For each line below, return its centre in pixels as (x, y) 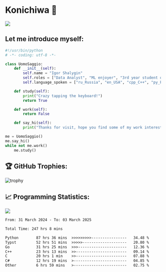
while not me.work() (26, 145)
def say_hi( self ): (33, 123)
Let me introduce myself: (44, 39)
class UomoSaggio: (24, 64)
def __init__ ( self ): (35, 69)
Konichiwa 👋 (31, 10)
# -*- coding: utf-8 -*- (31, 55)
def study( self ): (32, 91)
